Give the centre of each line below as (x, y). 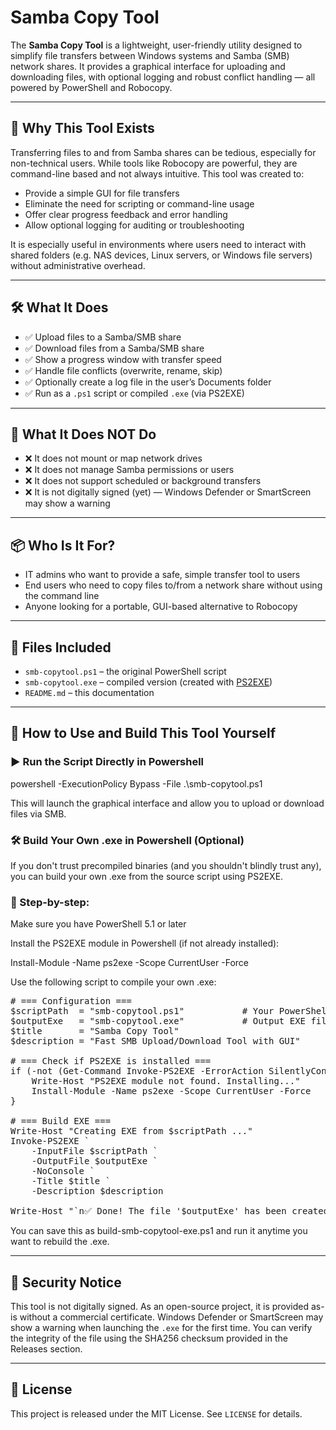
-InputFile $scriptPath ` (95, 1151)
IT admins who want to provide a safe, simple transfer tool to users (162, 575)
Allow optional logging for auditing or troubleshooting (134, 225)
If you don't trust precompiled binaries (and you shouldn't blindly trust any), (166, 865)
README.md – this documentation (89, 692)
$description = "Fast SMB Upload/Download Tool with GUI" (155, 1041)
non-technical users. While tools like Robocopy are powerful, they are (154, 163)
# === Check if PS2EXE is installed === (111, 1061)
